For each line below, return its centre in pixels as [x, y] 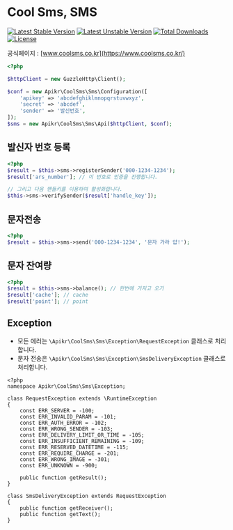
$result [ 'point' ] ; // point [48, 302]
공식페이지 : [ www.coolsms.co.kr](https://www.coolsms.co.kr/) [96, 53]
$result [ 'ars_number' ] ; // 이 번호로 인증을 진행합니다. [83, 177]
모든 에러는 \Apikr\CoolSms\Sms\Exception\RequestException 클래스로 [115, 341]
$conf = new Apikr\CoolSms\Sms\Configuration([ [78, 91]
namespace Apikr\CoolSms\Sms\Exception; [67, 386]
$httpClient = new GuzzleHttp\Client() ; [67, 79]
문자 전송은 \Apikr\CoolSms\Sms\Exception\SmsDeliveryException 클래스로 [121, 358]
